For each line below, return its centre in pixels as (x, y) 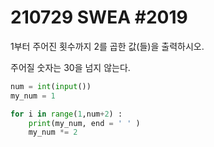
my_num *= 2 (53, 132)
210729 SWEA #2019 (99, 17)
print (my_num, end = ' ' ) (84, 123)
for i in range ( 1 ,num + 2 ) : (66, 114)
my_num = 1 (33, 96)
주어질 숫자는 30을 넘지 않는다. (70, 67)
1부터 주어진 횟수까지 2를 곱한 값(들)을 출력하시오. (107, 46)
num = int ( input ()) (51, 86)
